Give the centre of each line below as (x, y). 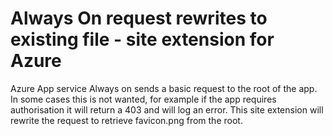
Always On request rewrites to (139, 18)
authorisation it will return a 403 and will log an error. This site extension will (167, 109)
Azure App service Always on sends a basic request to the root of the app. (164, 88)
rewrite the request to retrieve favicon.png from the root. (126, 120)
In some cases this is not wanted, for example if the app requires (143, 99)
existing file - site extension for (142, 39)
